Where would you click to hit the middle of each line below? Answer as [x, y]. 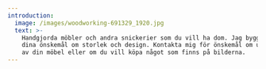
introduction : [31, 15]
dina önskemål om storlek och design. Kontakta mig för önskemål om [137, 45]
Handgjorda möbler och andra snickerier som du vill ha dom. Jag [132, 38]
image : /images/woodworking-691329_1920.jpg [89, 23]
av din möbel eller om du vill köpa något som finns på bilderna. [134, 52]
